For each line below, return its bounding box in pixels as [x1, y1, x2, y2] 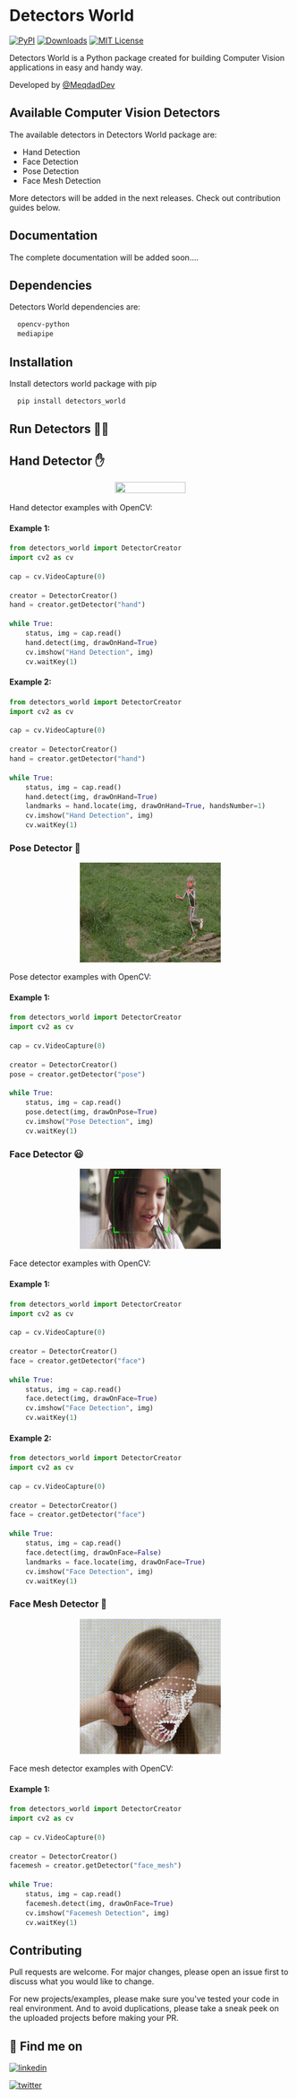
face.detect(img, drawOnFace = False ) [25, 1548, 163, 1557]
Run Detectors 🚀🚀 [9, 422, 110, 437]
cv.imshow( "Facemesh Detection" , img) [25, 1908, 170, 1918]
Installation [9, 354, 73, 370]
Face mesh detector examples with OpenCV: [9, 1764, 174, 1773]
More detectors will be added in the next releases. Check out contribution [9, 192, 281, 203]
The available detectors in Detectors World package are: [9, 129, 217, 140]
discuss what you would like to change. [9, 1976, 155, 1987]
